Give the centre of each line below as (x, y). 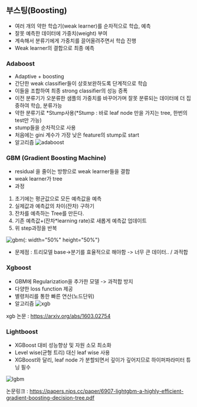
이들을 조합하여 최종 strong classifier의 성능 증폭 (71, 91)
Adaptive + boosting (39, 77)
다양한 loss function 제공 (44, 289)
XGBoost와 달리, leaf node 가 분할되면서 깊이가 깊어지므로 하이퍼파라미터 (100, 360)
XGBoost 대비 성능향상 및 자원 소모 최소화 (63, 345)
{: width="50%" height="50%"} (61, 240)
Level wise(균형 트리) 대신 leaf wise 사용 (62, 353)
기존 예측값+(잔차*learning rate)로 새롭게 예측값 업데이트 (81, 221)
